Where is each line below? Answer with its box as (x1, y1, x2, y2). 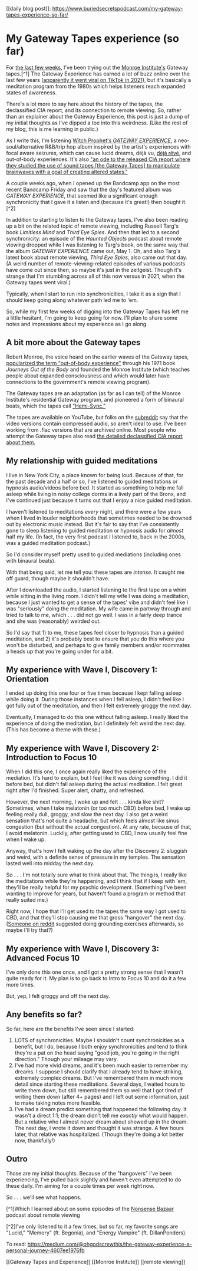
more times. (6, 981, 35, 988)
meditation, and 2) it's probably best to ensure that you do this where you (6, 635, 184, 642)
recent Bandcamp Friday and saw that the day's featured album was (6, 186, 172, 193)
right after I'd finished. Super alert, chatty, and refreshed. (6, 787, 145, 794)
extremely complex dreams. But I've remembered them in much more (14, 1074, 183, 1081)
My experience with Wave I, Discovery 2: (6, 743, 159, 753)
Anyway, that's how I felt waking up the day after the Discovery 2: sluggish (6, 848, 187, 855)
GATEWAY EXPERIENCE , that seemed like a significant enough (6, 192, 158, 199)
